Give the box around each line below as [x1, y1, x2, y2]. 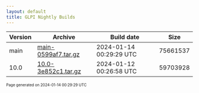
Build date [110, 33, 140, 41]
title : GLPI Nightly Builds [6, 14, 76, 20]
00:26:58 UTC [96, 67, 137, 75]
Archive [52, 33, 76, 41]
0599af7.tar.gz [37, 50, 80, 58]
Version [9, 33, 32, 41]
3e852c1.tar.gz [37, 67, 81, 75]
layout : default [6, 8, 46, 15]
